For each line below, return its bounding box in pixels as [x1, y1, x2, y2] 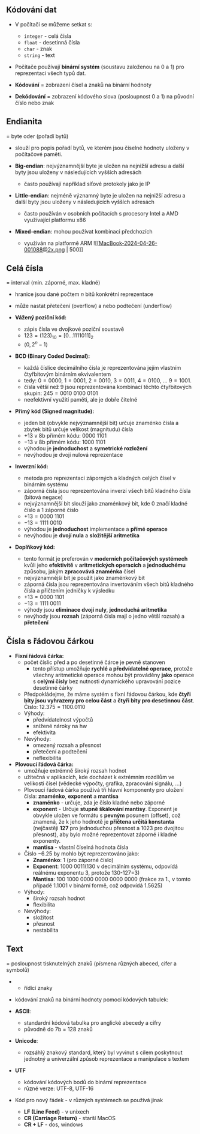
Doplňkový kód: [14, 543, 55, 550]
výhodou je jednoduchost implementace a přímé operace [23, 525, 168, 532]
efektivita [32, 729, 56, 736]
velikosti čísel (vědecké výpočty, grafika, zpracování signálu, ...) [23, 780, 182, 787]
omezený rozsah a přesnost [32, 741, 102, 749]
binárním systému [23, 480, 68, 488]
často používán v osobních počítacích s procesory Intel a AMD [23, 210, 178, 217]
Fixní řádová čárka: [14, 652, 64, 659]
